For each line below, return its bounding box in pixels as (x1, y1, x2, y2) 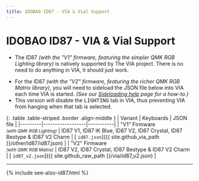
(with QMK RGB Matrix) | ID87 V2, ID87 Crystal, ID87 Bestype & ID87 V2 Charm (6, 146, 191, 153)
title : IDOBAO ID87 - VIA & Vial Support (6, 8, 110, 15)
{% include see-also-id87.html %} (6, 169, 89, 176)
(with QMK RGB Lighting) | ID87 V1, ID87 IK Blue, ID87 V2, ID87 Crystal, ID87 (6, 127, 182, 134)
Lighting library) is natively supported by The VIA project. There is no (14, 60, 184, 67)
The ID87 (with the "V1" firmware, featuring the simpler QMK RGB (14, 54, 175, 61)
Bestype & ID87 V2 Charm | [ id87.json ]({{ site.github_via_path (6, 133, 160, 140)
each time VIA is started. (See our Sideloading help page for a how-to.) (14, 90, 189, 98)
